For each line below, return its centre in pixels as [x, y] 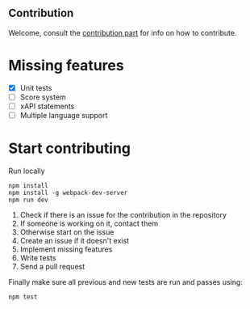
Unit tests [36, 87]
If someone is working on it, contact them [89, 223]
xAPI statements [47, 106]
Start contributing [70, 148]
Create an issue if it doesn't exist [75, 240]
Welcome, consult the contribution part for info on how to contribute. [123, 32]
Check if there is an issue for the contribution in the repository [123, 214]
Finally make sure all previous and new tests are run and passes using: [126, 281]
